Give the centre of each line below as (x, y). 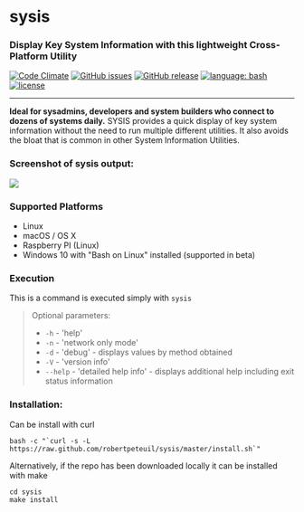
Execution (32, 278)
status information (79, 381)
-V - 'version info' (77, 362)
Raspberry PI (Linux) (61, 245)
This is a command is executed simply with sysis (100, 298)
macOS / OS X (49, 236)
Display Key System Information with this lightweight (128, 45)
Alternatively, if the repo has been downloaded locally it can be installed (143, 465)
